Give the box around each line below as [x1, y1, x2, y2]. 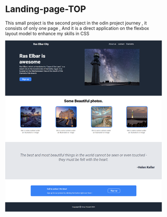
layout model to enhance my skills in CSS [5, 30, 89, 36]
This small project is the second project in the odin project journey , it [5, 20, 147, 26]
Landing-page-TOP [5, 3, 86, 15]
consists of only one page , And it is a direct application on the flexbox [5, 25, 149, 31]
